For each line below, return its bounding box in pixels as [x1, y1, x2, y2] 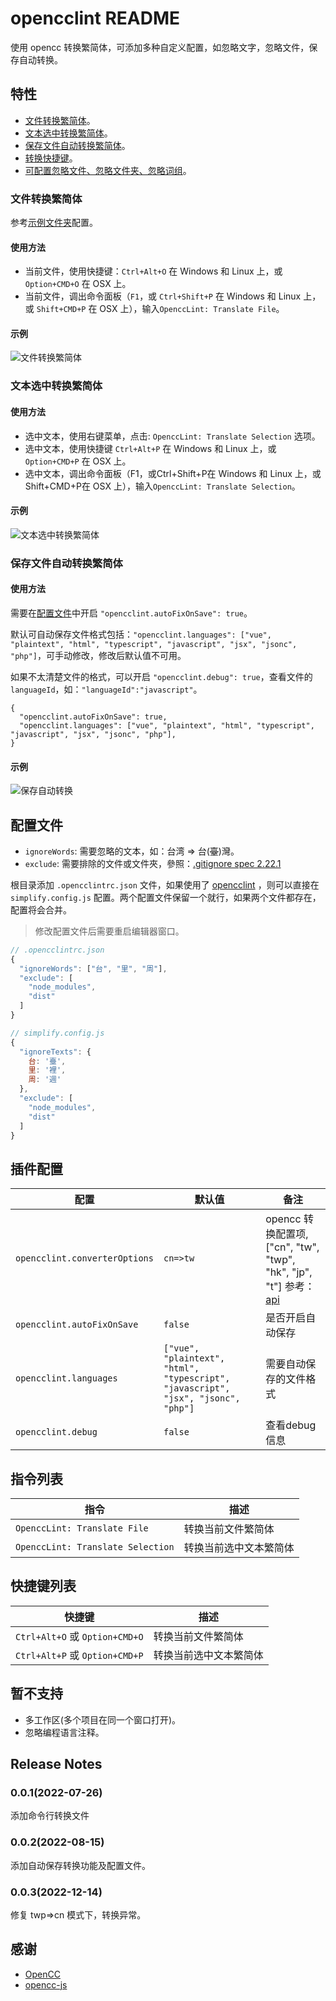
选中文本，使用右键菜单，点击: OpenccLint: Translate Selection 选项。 [24, 430, 321, 442]
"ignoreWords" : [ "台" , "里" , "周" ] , [19, 963, 168, 974]
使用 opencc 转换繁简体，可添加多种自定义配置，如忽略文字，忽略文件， [10, 41, 310, 53]
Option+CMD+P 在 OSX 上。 [24, 455, 132, 467]
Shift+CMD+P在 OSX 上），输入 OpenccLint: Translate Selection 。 [24, 480, 301, 492]
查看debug [265, 1418, 317, 1432]
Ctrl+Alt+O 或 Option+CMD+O [15, 1629, 144, 1643]
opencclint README [10, 7, 180, 30]
